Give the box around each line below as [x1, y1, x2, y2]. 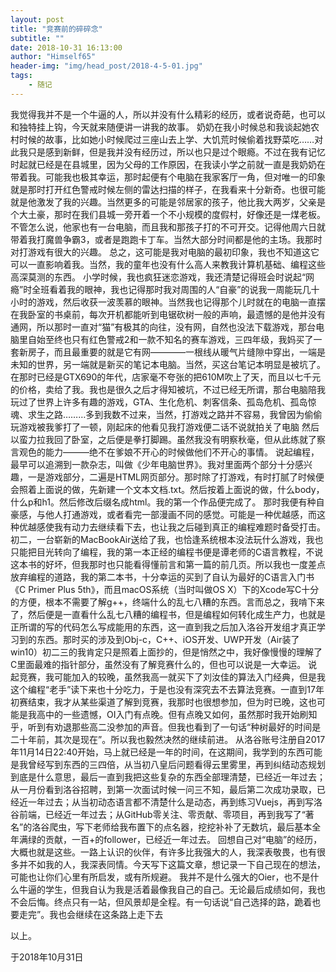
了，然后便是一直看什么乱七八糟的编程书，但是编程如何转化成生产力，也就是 [10, 608, 326, 620]
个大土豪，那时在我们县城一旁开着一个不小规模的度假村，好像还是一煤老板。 [10, 208, 326, 220]
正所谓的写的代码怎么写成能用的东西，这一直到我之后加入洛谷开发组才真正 [10, 621, 317, 633]
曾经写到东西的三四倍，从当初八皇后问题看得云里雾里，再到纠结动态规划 [27, 758, 326, 770]
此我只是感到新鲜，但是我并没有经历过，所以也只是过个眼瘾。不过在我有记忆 [10, 146, 326, 158]
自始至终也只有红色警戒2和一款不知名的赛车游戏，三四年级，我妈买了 [27, 333, 314, 345]
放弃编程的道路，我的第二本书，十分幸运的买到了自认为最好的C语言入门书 [10, 571, 315, 583]
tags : [10, 71, 33, 81]
